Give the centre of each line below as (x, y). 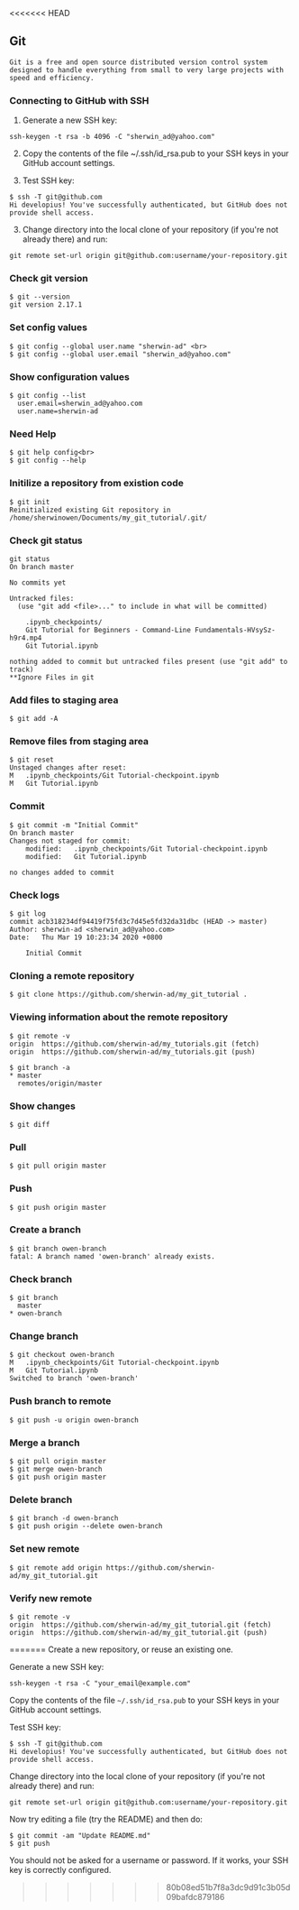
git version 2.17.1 (46, 305)
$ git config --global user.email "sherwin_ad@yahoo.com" (120, 354)
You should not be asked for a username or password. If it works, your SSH (149, 1860)
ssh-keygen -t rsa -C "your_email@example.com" (100, 1683)
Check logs (35, 895)
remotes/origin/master (60, 1083)
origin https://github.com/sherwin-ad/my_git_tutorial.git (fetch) (140, 1624)
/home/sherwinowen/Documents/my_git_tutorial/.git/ (108, 518)
